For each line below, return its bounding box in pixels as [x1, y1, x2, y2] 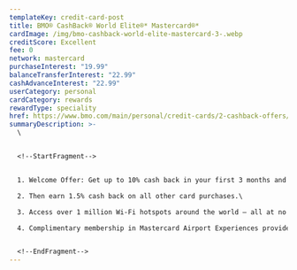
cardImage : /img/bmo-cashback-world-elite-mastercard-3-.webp [9, 29, 243, 38]
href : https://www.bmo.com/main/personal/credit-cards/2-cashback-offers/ [9, 112, 291, 120]
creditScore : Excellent [9, 37, 97, 47]
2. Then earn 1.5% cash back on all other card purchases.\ [17, 191, 243, 200]
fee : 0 [9, 46, 34, 55]
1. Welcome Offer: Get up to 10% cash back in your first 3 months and [17, 175, 287, 184]
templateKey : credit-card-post [9, 12, 125, 22]
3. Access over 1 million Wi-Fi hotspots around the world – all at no [17, 207, 287, 217]
